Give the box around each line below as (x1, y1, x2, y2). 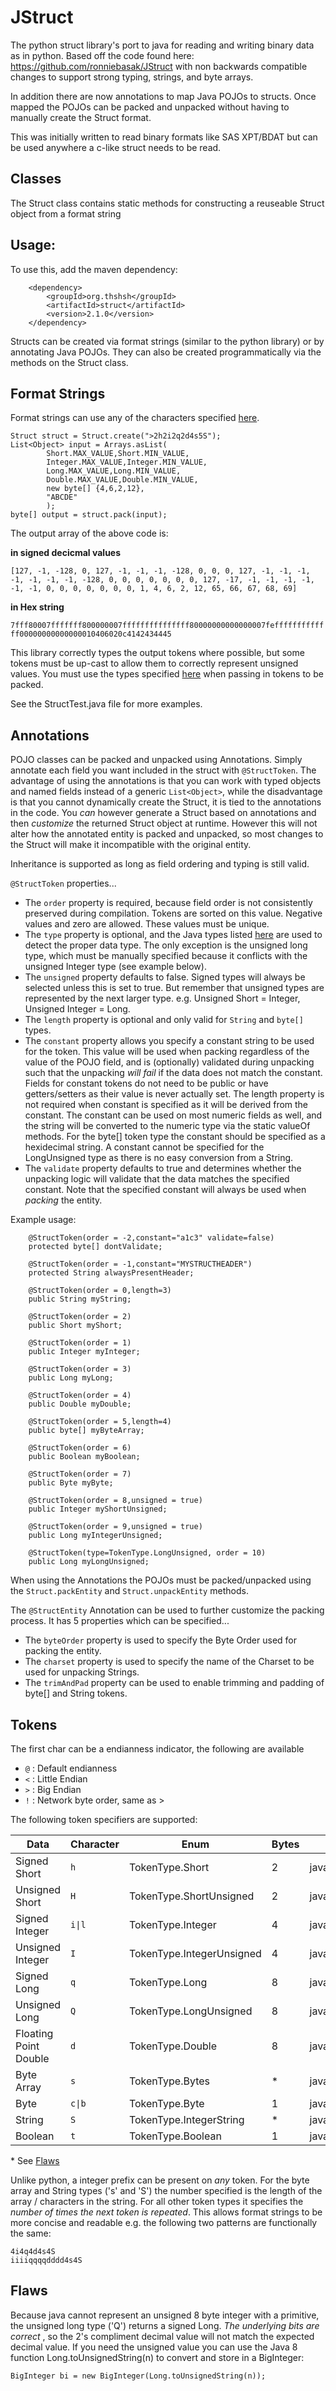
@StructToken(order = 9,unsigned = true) (28, 1522, 203, 1532)
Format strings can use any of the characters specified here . (10, 412, 260, 424)
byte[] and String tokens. (24, 1687, 128, 1700)
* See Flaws (10, 2155, 60, 2166)
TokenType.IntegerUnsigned (128, 1947, 262, 1960)
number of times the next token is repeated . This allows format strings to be (10, 2206, 323, 2218)
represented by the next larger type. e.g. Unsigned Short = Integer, (24, 992, 301, 1005)
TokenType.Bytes (128, 2074, 210, 2088)
